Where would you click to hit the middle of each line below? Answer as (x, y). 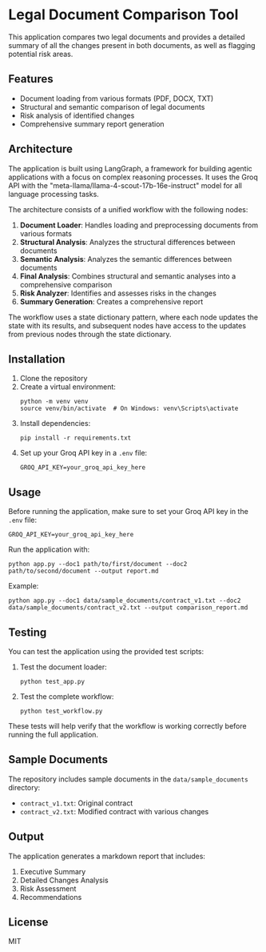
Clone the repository (54, 379)
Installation (37, 359)
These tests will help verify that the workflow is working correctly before (127, 726)
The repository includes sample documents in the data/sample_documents (129, 779)
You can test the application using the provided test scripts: (106, 651)
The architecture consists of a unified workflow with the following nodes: (128, 209)
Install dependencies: (55, 424)
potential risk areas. (41, 54)
